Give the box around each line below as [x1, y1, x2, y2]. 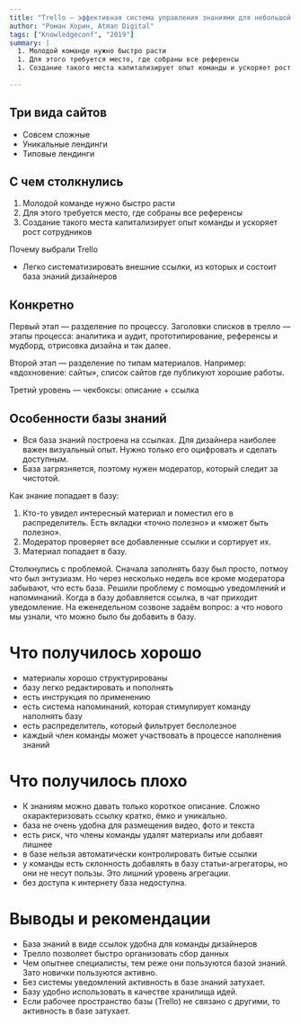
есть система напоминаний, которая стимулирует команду [22, 701, 251, 712]
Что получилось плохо [9, 771, 188, 792]
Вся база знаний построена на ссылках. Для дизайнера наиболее [22, 435, 277, 445]
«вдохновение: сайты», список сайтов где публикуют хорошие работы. [9, 367, 285, 378]
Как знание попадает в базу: [9, 490, 119, 500]
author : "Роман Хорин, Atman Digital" [9, 22, 154, 31]
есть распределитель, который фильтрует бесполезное [22, 720, 237, 731]
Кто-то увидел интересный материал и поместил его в [22, 508, 234, 518]
